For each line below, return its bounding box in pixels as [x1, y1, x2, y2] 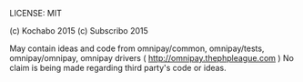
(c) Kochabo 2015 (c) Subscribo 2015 [9, 26, 148, 36]
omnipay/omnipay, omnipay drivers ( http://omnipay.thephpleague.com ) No [9, 53, 294, 63]
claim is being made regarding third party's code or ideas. [9, 63, 227, 73]
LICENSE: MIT [9, 8, 62, 18]
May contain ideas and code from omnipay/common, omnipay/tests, [9, 43, 265, 54]
